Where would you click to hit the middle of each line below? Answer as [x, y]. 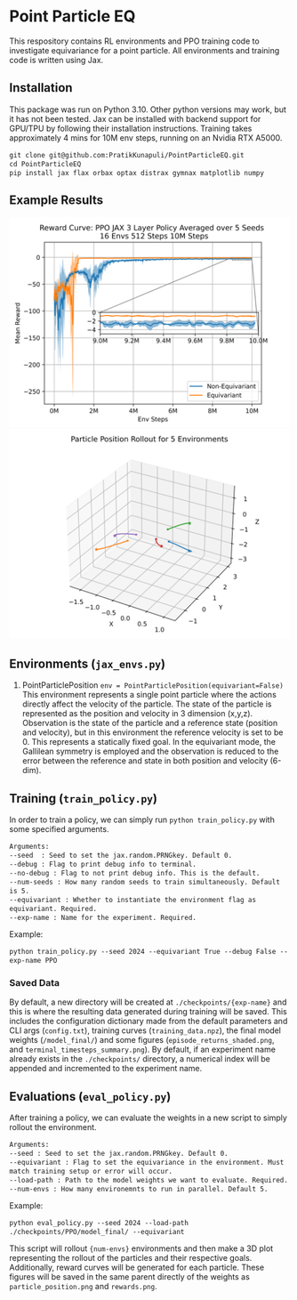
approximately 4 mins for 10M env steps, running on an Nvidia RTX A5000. [146, 137]
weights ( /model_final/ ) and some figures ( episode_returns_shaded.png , [142, 1040]
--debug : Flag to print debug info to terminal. [103, 865]
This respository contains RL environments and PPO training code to [134, 41]
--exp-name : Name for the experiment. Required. [103, 918]
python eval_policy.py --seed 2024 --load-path [99, 1223]
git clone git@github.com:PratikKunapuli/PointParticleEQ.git [127, 155]
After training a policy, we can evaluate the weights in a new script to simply [148, 1118]
